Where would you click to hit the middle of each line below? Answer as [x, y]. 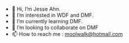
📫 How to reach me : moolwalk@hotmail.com [67, 34]
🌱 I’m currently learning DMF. [47, 21]
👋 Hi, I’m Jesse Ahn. [36, 9]
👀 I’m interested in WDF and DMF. [53, 15]
